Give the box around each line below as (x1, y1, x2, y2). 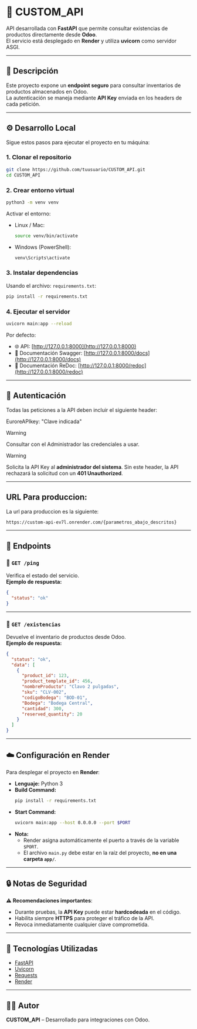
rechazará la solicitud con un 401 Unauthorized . (6, 469, 123, 477)
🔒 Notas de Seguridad (6, 879, 87, 889)
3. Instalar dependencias (6, 269, 79, 277)
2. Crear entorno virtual (6, 186, 74, 194)
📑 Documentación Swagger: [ (14, 349, 86, 357)
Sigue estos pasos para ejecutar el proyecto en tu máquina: (6, 138, 150, 146)
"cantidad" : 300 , (21, 705, 64, 711)
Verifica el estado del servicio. (6, 572, 80, 579)
